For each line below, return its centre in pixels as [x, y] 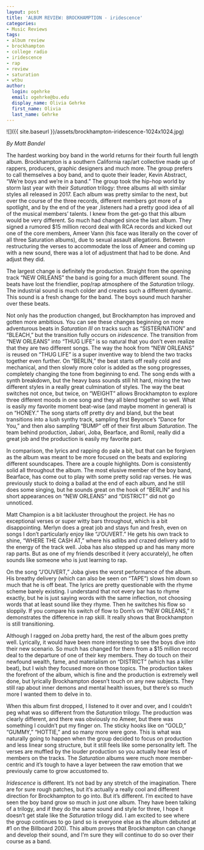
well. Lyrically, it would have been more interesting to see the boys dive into [101, 642]
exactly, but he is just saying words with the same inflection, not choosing [99, 598]
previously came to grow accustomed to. [58, 771]
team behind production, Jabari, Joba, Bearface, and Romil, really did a [96, 432]
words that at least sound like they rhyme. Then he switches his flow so [96, 604]
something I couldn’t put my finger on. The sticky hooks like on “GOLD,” [96, 726]
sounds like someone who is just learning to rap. [67, 560]
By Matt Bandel [26, 144]
